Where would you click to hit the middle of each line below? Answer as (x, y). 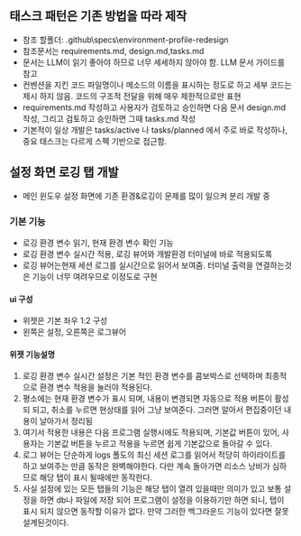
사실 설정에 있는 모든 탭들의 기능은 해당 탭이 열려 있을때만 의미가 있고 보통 (152, 489)
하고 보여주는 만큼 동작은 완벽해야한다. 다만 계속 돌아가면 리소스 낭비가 (146, 467)
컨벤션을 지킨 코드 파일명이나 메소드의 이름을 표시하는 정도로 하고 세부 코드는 (157, 85)
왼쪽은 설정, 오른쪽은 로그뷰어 (74, 332)
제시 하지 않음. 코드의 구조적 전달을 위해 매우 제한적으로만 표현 (132, 96)
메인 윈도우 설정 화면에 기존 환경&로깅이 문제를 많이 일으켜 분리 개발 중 (146, 196)
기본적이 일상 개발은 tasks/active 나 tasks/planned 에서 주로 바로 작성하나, (155, 130)
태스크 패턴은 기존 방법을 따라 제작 (98, 16)
